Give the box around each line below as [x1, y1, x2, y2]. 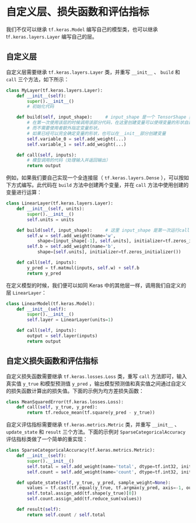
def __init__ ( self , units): [16, 206, 85, 212]
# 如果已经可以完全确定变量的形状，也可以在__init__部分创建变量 [27, 130, 166, 136]
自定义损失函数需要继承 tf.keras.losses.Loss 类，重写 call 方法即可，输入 [6, 372, 187, 380]
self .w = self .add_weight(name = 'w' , [27, 233, 116, 238]
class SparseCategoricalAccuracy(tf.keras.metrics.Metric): [6, 448, 156, 453]
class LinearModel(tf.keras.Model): [6, 300, 95, 307]
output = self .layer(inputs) [27, 333, 98, 339]
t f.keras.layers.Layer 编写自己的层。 [6, 33, 97, 40]
